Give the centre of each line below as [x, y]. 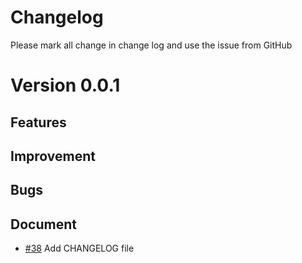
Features [38, 122]
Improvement [53, 156]
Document [43, 224]
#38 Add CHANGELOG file [79, 248]
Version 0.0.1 [65, 85]
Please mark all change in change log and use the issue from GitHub [151, 45]
